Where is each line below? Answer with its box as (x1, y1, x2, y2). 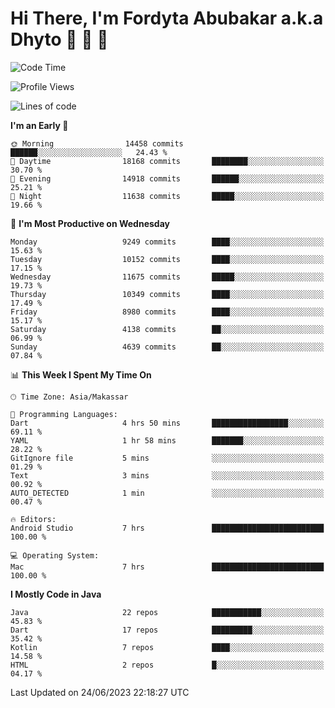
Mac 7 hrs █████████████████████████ (10, 562, 325, 572)
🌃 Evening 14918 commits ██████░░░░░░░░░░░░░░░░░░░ (10, 173, 325, 184)
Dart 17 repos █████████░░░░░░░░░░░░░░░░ (10, 625, 325, 635)
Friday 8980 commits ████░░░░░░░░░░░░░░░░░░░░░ (10, 307, 325, 317)
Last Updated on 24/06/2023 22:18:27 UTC (10, 686, 190, 698)
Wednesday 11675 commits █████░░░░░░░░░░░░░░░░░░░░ (10, 272, 325, 282)
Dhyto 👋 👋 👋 (10, 28, 109, 51)
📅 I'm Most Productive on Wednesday (10, 217, 170, 229)
